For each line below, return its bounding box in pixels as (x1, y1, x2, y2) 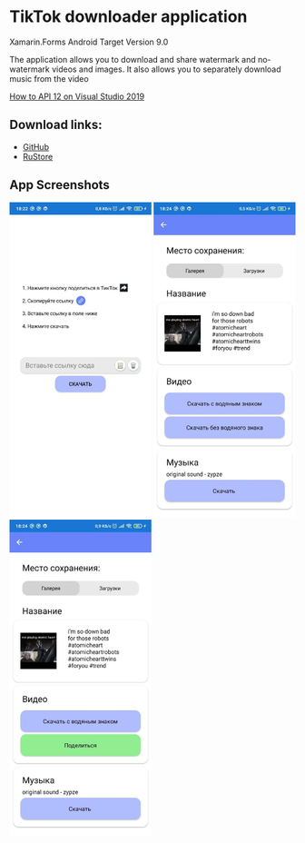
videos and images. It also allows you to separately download (51, 64, 281, 74)
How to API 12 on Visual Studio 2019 (9, 91, 145, 102)
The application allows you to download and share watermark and (9, 54, 256, 64)
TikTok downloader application (9, 6, 248, 27)
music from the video (9, 73, 89, 84)
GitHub (22, 141, 50, 152)
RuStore (22, 151, 54, 162)
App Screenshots (9, 177, 111, 193)
